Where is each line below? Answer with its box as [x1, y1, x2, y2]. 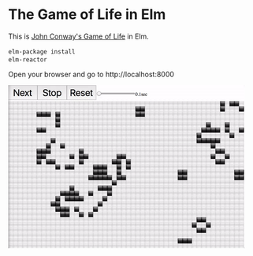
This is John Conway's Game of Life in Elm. [8, 32, 150, 41]
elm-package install [8, 47, 76, 56]
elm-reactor [8, 55, 47, 64]
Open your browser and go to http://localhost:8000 [8, 69, 175, 79]
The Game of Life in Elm [8, 6, 166, 24]
